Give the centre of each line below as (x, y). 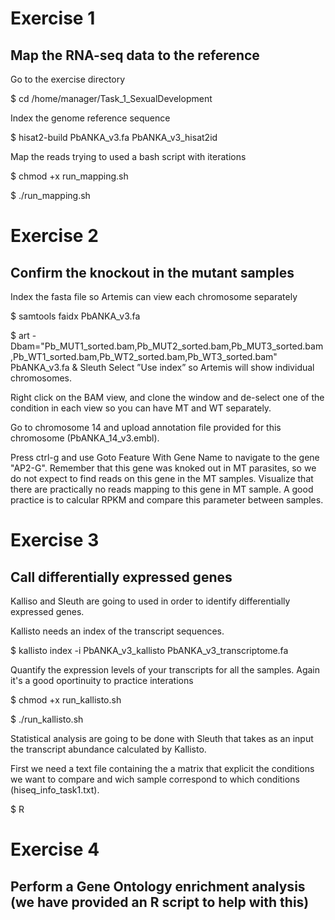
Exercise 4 (55, 849)
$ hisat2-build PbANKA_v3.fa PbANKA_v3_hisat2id (114, 137)
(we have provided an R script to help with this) (160, 902)
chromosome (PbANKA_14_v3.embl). (85, 438)
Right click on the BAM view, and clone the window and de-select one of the (167, 397)
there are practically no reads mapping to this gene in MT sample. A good (162, 489)
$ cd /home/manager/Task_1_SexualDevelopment (111, 98)
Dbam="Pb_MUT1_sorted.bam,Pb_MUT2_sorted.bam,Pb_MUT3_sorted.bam (167, 346)
